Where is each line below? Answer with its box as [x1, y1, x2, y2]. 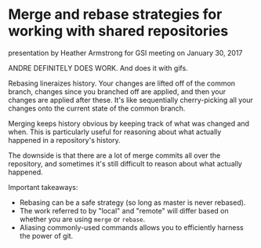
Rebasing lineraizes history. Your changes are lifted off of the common [8, 78, 236, 88]
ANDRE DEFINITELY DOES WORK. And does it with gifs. [8, 63, 188, 72]
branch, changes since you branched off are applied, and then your [8, 86, 227, 96]
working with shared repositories [8, 22, 229, 40]
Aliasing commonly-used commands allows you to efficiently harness [19, 222, 245, 232]
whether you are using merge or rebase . [19, 214, 146, 224]
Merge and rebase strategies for [8, 5, 223, 24]
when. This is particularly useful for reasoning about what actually [8, 127, 222, 137]
